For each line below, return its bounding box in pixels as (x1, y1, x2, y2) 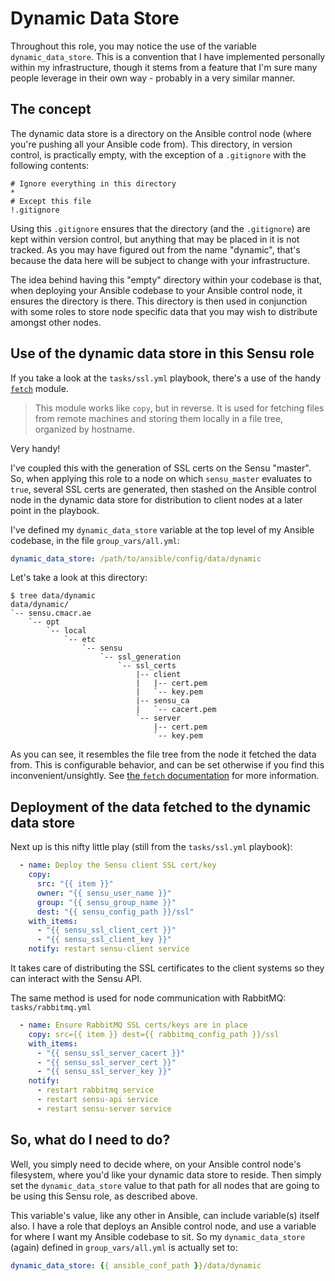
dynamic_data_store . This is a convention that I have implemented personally (10, 50, 326, 62)
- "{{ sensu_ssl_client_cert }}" (36, 925, 177, 936)
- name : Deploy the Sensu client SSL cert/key (19, 860, 217, 871)
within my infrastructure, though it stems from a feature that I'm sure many (10, 61, 318, 73)
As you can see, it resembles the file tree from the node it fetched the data (10, 748, 317, 761)
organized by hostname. (34, 423, 135, 435)
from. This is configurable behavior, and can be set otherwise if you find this (10, 759, 325, 771)
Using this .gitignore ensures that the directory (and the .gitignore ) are (10, 222, 311, 234)
